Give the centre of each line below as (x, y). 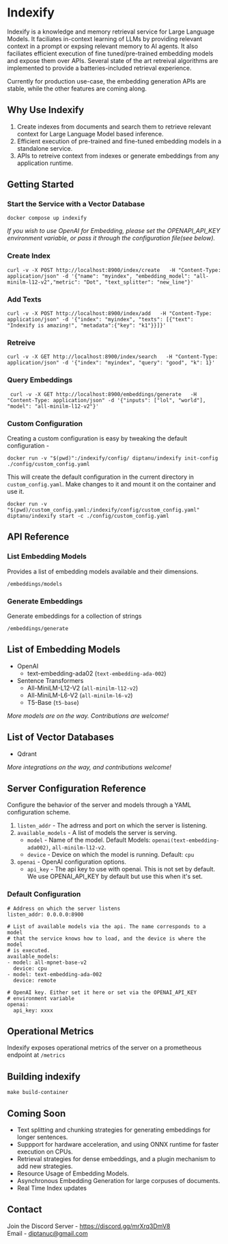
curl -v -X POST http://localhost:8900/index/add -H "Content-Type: (110, 314)
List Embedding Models (47, 556)
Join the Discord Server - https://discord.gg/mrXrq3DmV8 (89, 1226)
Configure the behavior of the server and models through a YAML (99, 805)
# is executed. (29, 950)
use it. (16, 491)
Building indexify (44, 1077)
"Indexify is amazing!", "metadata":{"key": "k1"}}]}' (87, 326)
